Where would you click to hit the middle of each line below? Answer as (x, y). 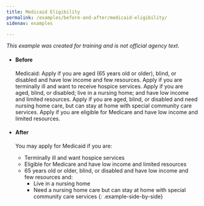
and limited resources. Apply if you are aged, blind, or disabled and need (106, 99)
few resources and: (48, 177)
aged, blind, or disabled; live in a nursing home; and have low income (102, 92)
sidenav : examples (30, 23)
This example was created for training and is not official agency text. (93, 46)
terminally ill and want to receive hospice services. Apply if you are (99, 86)
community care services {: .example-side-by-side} (98, 196)
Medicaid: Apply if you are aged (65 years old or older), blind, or (96, 73)
